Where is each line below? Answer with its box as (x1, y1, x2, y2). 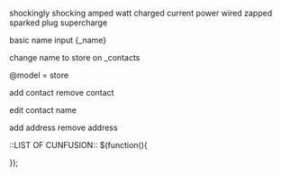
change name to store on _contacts (9, 52, 140, 62)
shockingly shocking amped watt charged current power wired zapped (9, 8, 273, 18)
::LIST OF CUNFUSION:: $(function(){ (9, 140, 149, 150)
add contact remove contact (9, 88, 114, 98)
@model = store (9, 70, 69, 80)
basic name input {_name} (9, 35, 107, 45)
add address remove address (9, 122, 119, 133)
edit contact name (9, 105, 77, 116)
